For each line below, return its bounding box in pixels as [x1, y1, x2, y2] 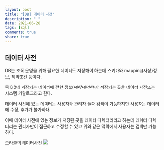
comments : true [5, 30, 36, 35]
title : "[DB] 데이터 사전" [5, 12, 55, 17]
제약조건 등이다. [11, 74, 42, 80]
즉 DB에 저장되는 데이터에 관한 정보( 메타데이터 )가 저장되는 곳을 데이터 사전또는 [5, 84, 155, 90]
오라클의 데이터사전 [5, 140, 42, 146]
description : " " [5, 16, 41, 21]
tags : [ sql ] [5, 25, 29, 30]
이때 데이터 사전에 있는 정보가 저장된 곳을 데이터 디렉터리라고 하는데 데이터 [5, 117, 148, 123]
